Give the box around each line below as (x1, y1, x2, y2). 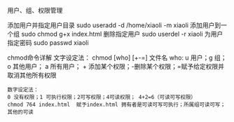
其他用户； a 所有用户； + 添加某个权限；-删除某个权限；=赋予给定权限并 (13, 62, 224, 70)
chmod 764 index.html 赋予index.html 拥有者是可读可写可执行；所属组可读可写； (7, 101, 226, 108)
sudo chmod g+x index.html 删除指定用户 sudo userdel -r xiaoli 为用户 (20, 30, 223, 38)
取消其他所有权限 (7, 71, 57, 79)
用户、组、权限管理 (7, 6, 63, 14)
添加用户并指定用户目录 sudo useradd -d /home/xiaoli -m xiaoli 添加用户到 (7, 21, 221, 29)
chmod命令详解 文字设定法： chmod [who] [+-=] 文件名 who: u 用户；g (7, 53, 213, 62)
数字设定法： (7, 86, 39, 93)
